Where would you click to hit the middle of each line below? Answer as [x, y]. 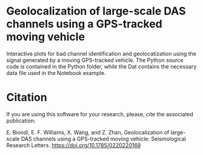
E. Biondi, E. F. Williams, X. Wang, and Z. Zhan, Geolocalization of [88, 132]
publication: [21, 120]
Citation [27, 97]
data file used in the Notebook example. [56, 73]
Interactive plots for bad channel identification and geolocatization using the [101, 53]
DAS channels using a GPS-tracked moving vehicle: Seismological [103, 139]
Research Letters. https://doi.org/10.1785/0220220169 [74, 145]
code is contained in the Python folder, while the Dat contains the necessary [101, 66]
